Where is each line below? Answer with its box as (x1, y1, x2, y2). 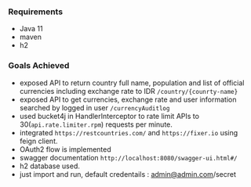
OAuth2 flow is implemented (19, 144, 111, 154)
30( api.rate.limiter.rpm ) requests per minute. (19, 120, 173, 129)
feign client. (19, 136, 58, 146)
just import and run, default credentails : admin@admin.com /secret (19, 169, 237, 178)
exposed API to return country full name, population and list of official (19, 77, 245, 88)
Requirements (8, 6, 64, 17)
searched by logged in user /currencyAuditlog (19, 102, 170, 112)
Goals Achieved (8, 60, 70, 71)
